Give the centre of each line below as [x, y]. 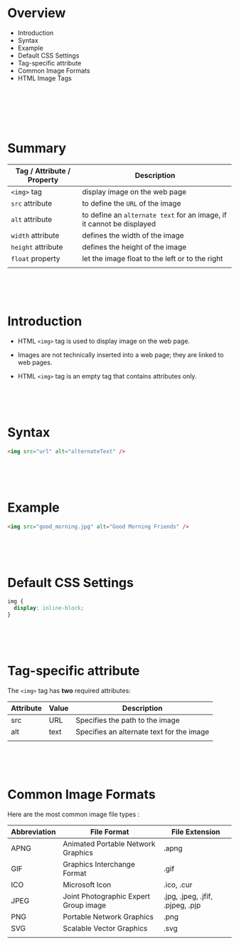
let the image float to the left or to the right [152, 258]
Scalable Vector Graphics [105, 928]
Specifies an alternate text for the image [143, 732]
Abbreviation [33, 832]
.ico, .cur [178, 885]
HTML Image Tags [45, 78]
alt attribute [32, 219]
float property [36, 258]
